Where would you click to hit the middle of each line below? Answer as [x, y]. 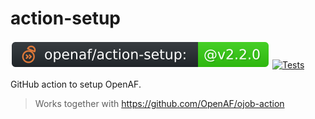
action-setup [65, 18]
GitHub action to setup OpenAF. [76, 84]
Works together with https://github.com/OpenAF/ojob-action [159, 103]
